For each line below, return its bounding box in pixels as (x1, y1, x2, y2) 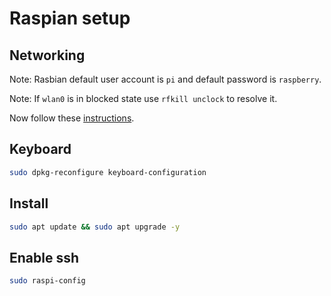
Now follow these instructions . (9, 112, 135, 124)
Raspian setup (9, 7, 131, 30)
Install (9, 195, 49, 212)
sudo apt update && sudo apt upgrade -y (9, 222, 181, 232)
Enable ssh (9, 249, 80, 266)
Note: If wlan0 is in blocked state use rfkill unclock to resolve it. (9, 93, 278, 104)
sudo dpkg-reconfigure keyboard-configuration (9, 167, 207, 177)
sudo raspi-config (9, 276, 86, 286)
